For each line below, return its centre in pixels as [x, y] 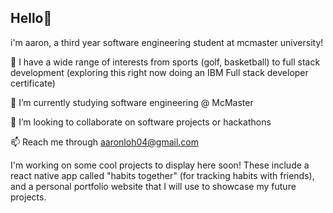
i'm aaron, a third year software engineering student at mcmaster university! [167, 42]
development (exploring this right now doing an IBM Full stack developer [159, 72]
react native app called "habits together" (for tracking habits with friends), [162, 175]
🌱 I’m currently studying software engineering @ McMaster [132, 102]
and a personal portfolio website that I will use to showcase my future [153, 186]
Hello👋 [31, 18]
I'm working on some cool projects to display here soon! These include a [160, 165]
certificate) [33, 83]
